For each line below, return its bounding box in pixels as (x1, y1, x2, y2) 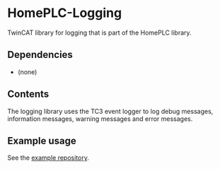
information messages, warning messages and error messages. (7, 115, 193, 123)
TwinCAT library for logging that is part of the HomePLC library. (7, 28, 192, 37)
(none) (17, 67, 37, 76)
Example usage (7, 134, 76, 146)
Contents (7, 88, 50, 100)
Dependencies (7, 49, 73, 61)
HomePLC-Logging (7, 5, 122, 21)
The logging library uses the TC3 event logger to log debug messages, (7, 107, 214, 115)
